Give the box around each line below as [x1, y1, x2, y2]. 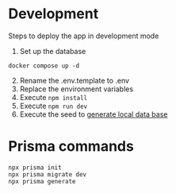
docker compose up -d [8, 61, 80, 70]
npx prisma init [8, 164, 62, 172]
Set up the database [19, 46, 86, 56]
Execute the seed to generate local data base [19, 109, 168, 119]
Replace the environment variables [19, 84, 133, 94]
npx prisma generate [8, 177, 77, 185]
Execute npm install [19, 92, 88, 102]
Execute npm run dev [19, 101, 88, 110]
